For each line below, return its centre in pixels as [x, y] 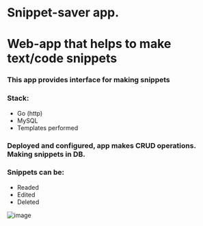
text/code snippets [62, 59]
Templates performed [48, 127]
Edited [26, 194]
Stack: [18, 99]
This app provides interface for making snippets [89, 80]
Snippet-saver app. [63, 13]
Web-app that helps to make [89, 44]
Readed [28, 187]
